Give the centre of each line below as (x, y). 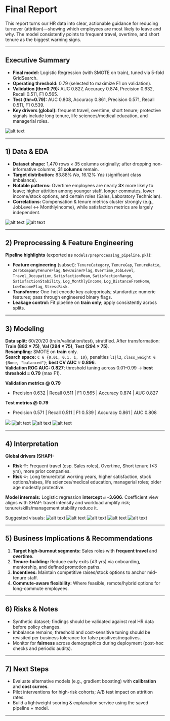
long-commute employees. (41, 588)
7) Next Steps (27, 669)
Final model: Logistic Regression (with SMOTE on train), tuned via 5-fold (88, 73)
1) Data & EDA (27, 151)
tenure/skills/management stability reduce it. (52, 508)
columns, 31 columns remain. (68, 169)
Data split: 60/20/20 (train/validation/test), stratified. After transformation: (83, 341)
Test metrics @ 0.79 (27, 403)
